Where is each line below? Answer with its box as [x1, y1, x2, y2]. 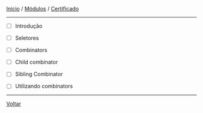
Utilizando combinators [14, 82, 73, 90]
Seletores [14, 34, 39, 41]
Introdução [14, 22, 43, 29]
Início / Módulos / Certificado [6, 5, 79, 12]
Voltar [6, 100, 21, 108]
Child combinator [14, 58, 59, 66]
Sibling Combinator [14, 70, 63, 78]
